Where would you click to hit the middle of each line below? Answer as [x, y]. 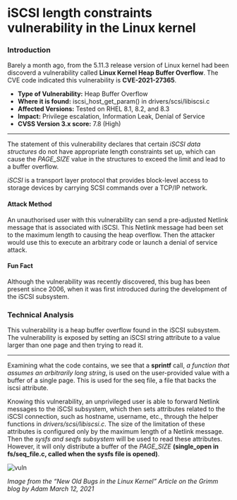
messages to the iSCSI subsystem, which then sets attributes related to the [116, 409]
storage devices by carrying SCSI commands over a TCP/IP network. [108, 188]
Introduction [29, 50]
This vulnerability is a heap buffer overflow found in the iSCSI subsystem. [114, 330]
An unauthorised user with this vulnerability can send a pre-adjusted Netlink [118, 219]
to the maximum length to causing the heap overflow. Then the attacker [111, 235]
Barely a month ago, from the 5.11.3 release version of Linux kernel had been [118, 66]
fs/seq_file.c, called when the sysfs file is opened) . [84, 454]
